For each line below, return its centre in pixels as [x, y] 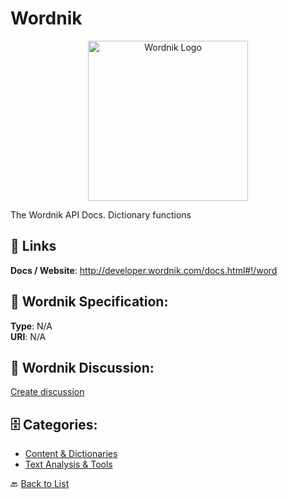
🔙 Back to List [40, 484]
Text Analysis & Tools [68, 464]
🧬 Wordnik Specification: [89, 302]
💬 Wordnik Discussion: [82, 367]
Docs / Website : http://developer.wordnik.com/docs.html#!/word [144, 270]
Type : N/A [31, 326]
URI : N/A [28, 336]
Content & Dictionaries [71, 454]
